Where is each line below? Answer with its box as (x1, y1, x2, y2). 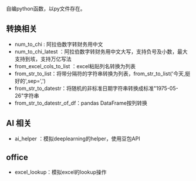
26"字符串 (14, 92, 39, 99)
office (6, 152, 28, 163)
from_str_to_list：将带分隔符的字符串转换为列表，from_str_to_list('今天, (14, 70, 185, 77)
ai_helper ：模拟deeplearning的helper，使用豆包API (14, 135, 140, 142)
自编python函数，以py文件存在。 (6, 5, 86, 12)
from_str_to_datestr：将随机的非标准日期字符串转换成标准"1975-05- (14, 85, 178, 92)
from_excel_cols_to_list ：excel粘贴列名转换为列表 (14, 62, 136, 69)
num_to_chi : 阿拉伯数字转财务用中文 (14, 41, 103, 48)
